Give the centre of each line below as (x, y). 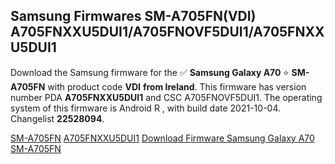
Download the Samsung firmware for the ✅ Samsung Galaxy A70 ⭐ (150, 72)
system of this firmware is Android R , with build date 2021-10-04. (146, 108)
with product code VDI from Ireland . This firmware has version (177, 86)
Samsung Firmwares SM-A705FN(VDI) (133, 16)
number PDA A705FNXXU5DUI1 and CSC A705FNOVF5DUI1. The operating (166, 97)
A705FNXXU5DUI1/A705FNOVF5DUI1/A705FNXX (167, 32)
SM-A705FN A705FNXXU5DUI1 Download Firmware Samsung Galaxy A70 (162, 138)
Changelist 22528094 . (57, 118)
